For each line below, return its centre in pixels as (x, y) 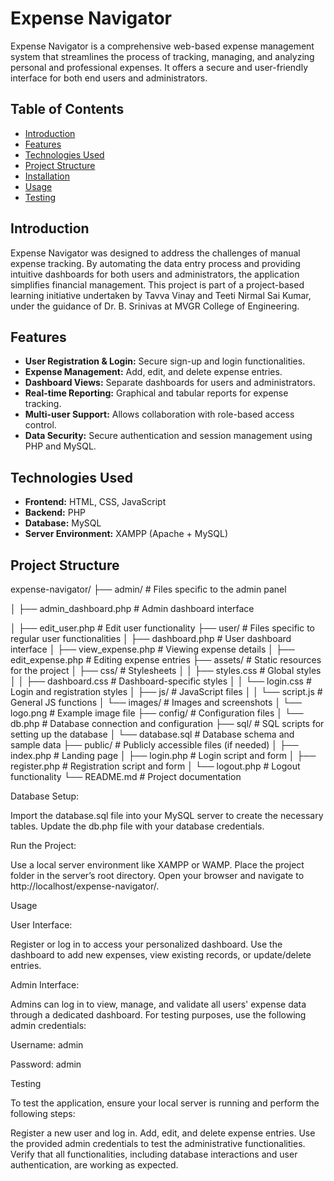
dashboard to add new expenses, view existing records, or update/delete (161, 955)
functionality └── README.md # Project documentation (126, 776)
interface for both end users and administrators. (109, 78)
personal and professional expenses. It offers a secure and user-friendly (159, 67)
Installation (47, 176)
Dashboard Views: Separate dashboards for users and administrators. (170, 383)
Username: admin (47, 1045)
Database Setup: (45, 796)
